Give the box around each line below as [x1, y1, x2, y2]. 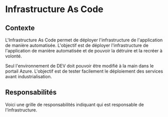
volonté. [5, 53, 22, 59]
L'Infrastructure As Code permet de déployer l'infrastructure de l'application [5, 37, 163, 43]
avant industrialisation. [5, 74, 52, 79]
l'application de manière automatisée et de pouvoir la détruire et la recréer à [5, 48, 162, 53]
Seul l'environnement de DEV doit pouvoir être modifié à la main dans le [5, 63, 154, 69]
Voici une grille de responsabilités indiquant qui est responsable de [5, 101, 144, 107]
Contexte [5, 24, 35, 32]
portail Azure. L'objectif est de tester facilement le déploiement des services [5, 68, 163, 74]
